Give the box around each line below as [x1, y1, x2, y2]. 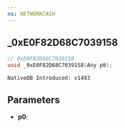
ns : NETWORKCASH [7, 10, 55, 18]
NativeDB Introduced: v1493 [7, 75, 91, 82]
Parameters [7, 93, 60, 106]
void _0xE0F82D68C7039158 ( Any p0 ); [7, 62, 113, 69]
